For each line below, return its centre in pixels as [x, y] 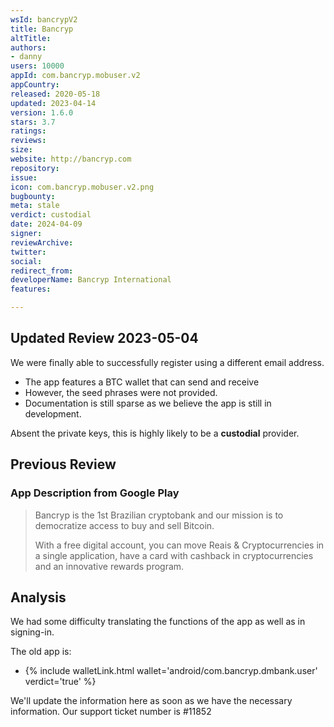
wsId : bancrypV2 [44, 19]
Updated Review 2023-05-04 [104, 338]
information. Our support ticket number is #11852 [111, 712]
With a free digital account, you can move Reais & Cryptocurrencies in [179, 545]
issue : [24, 177]
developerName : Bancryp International [91, 280]
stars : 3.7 [33, 122]
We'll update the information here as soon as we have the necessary [151, 701]
